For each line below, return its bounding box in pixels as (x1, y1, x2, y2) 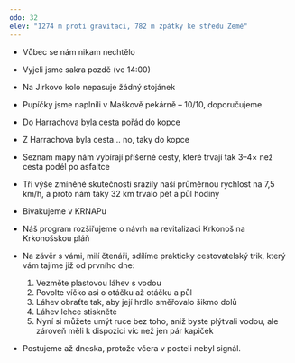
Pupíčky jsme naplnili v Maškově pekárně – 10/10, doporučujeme (22, 98, 263, 109)
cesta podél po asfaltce (22, 161, 111, 172)
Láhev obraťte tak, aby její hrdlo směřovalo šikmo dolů (35, 296, 237, 307)
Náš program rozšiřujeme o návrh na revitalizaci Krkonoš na (22, 223, 245, 234)
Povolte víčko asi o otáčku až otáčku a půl (35, 286, 192, 298)
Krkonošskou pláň (22, 232, 90, 244)
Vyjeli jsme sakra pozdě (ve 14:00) (22, 64, 152, 75)
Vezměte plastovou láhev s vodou (35, 277, 161, 288)
